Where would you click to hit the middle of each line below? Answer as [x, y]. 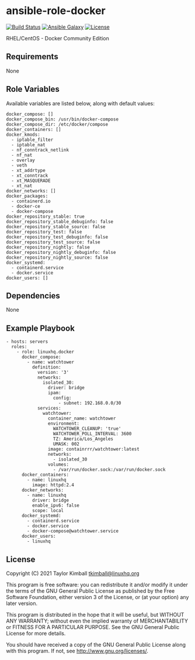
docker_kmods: [23, 135]
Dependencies [33, 296]
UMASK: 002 [66, 444]
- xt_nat [22, 185]
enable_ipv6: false [56, 506]
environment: [64, 424]
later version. [22, 603]
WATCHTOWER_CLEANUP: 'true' [87, 429]
